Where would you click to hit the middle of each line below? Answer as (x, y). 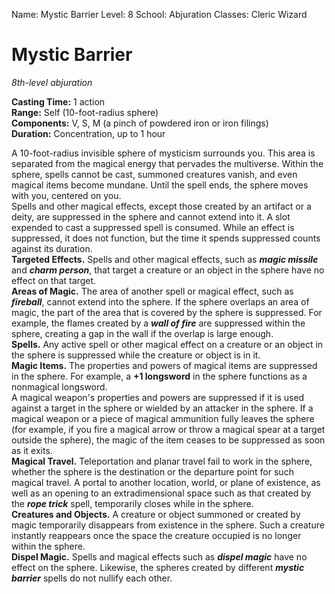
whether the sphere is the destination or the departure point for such (152, 471)
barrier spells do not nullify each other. (92, 578)
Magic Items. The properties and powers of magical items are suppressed (164, 365)
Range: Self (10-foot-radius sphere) (85, 112)
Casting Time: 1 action (58, 101)
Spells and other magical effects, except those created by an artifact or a (161, 206)
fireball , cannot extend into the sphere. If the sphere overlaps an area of (160, 301)
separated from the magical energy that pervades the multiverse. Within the (167, 163)
